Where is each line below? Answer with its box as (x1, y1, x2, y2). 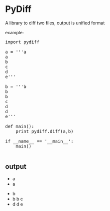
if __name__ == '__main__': (5, 138, 74, 144)
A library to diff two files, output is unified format (5, 20, 105, 26)
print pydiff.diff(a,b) (15, 128, 74, 134)
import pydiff (5, 39, 40, 45)
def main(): (5, 123, 34, 129)
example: (5, 29, 24, 35)
